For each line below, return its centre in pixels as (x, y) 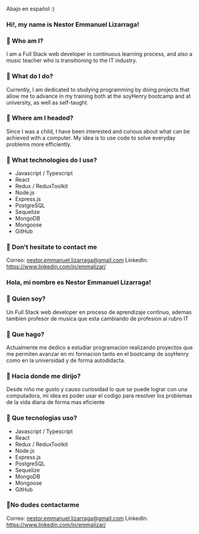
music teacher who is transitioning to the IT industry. (72, 61)
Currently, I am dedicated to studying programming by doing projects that (98, 89)
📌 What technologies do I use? (52, 160)
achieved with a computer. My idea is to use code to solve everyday (91, 138)
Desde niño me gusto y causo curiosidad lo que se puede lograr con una (97, 389)
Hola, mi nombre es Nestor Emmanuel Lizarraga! (79, 282)
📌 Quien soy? (26, 299)
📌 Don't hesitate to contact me (52, 247)
